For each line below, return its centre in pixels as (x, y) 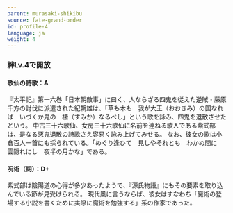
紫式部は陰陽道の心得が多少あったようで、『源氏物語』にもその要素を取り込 (115, 185)
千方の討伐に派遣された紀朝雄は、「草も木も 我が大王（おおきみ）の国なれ (115, 108)
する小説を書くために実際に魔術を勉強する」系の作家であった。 (104, 203)
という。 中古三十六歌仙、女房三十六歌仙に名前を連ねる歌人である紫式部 (111, 126)
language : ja (26, 33)
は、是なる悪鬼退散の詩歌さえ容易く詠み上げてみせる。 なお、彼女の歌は (112, 134)
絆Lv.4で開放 (29, 65)
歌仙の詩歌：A (28, 83)
